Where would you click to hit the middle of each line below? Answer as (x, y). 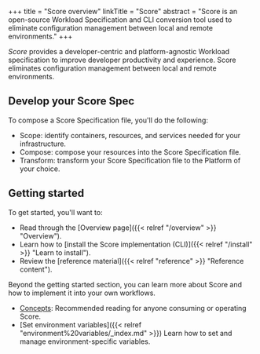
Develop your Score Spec (71, 101)
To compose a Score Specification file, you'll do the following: (108, 120)
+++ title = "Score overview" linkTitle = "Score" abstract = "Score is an (123, 11)
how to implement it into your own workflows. (82, 293)
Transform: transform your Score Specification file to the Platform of (130, 160)
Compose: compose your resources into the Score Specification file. (130, 151)
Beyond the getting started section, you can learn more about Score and (125, 284)
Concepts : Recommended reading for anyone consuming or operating (133, 308)
